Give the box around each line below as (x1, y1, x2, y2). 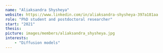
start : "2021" (5, 21, 36, 27)
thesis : (5, 26, 22, 31)
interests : (5, 36, 29, 41)
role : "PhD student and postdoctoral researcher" (5, 17, 113, 22)
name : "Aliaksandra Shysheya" (5, 7, 70, 13)
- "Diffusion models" (14, 40, 60, 45)
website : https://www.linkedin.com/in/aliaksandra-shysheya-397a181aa (5, 12, 158, 17)
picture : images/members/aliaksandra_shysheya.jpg (5, 31, 115, 36)
